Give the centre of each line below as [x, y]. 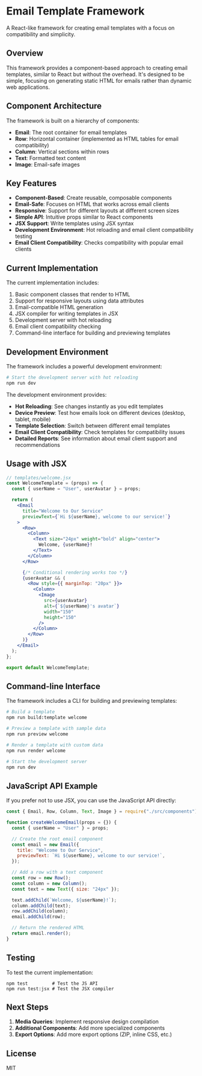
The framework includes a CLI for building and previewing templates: [92, 701]
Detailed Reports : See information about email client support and [96, 438]
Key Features [32, 183]
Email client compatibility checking [58, 327]
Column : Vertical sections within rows [62, 152]
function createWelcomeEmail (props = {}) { [62, 822]
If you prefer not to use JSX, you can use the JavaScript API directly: [91, 801]
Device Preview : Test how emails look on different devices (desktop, [100, 412]
